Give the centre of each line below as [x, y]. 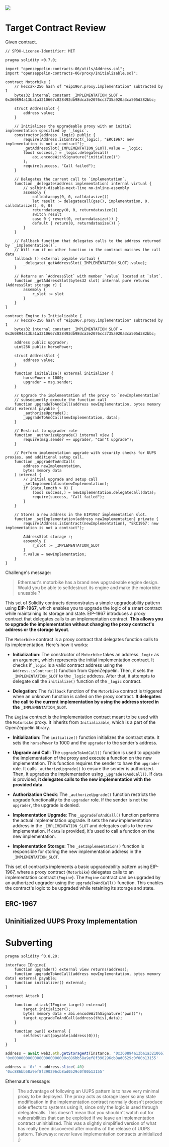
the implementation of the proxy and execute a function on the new [82, 758]
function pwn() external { [43, 1031]
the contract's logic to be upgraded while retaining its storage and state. [80, 888]
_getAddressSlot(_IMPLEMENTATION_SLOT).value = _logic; [83, 148]
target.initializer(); [47, 1009]
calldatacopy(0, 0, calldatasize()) [70, 197]
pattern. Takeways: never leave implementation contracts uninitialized [90, 1134]
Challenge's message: [28, 572]
